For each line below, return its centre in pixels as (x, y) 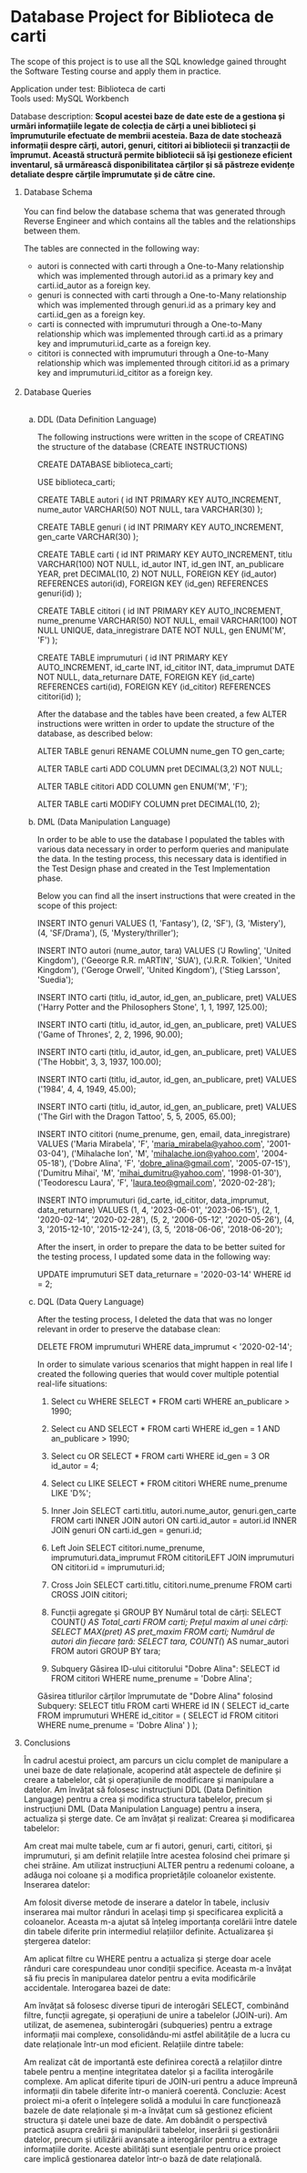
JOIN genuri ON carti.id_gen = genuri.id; (126, 1530)
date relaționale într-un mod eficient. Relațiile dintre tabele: (133, 2044)
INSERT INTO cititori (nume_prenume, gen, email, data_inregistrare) (164, 1133)
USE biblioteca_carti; (76, 481)
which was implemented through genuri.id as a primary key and (157, 305)
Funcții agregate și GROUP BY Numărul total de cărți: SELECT (166, 1612)
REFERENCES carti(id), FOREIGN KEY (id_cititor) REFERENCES (154, 687)
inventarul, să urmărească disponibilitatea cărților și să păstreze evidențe (153, 164)
